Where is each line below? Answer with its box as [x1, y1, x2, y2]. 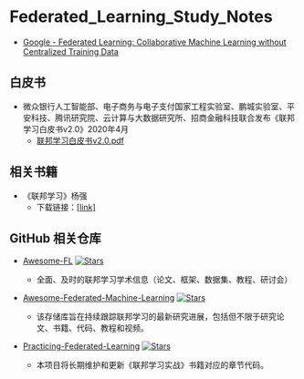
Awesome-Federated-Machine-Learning [22, 292, 175, 303]
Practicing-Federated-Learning [22, 341, 140, 352]
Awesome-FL [22, 255, 73, 266]
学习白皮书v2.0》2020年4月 [22, 123, 130, 134]
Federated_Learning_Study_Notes [9, 6, 273, 27]
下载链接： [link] [36, 201, 96, 212]
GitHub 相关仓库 [9, 230, 102, 246]
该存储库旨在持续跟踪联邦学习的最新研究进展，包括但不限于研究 [36, 312, 277, 323]
